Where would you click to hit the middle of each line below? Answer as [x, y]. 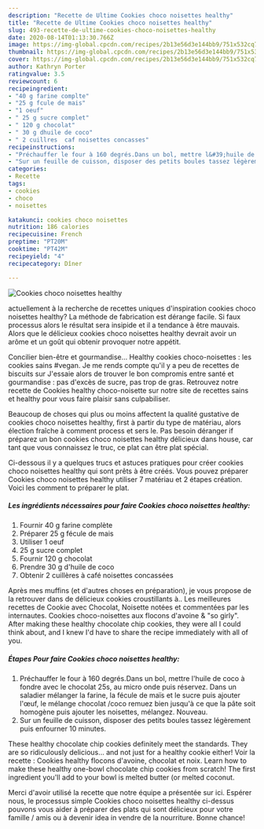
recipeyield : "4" [37, 256]
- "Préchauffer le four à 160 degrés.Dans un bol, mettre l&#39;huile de [132, 154]
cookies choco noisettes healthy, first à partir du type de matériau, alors [125, 422]
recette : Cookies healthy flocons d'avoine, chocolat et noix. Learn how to [128, 761]
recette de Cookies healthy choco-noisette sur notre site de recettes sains [128, 390]
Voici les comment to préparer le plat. [69, 488]
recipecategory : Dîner [45, 263]
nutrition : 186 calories [49, 227]
